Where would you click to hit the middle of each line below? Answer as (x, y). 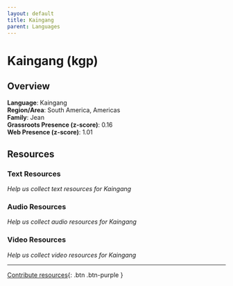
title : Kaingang (31, 20)
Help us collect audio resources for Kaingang (72, 222)
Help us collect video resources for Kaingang (72, 255)
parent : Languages (34, 26)
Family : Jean (26, 118)
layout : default (31, 14)
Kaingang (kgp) (53, 61)
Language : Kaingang (37, 103)
